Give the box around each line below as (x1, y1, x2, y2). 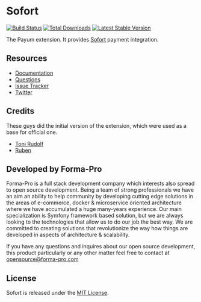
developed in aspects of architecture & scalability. (6, 231, 130, 239)
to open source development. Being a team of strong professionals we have (6, 186, 194, 193)
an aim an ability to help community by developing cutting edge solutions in (6, 193, 194, 200)
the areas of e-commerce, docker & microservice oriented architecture (6, 199, 182, 206)
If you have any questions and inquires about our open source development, (6, 243, 196, 250)
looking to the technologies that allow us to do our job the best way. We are (6, 218, 193, 225)
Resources (6, 53, 48, 64)
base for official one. (6, 128, 58, 136)
